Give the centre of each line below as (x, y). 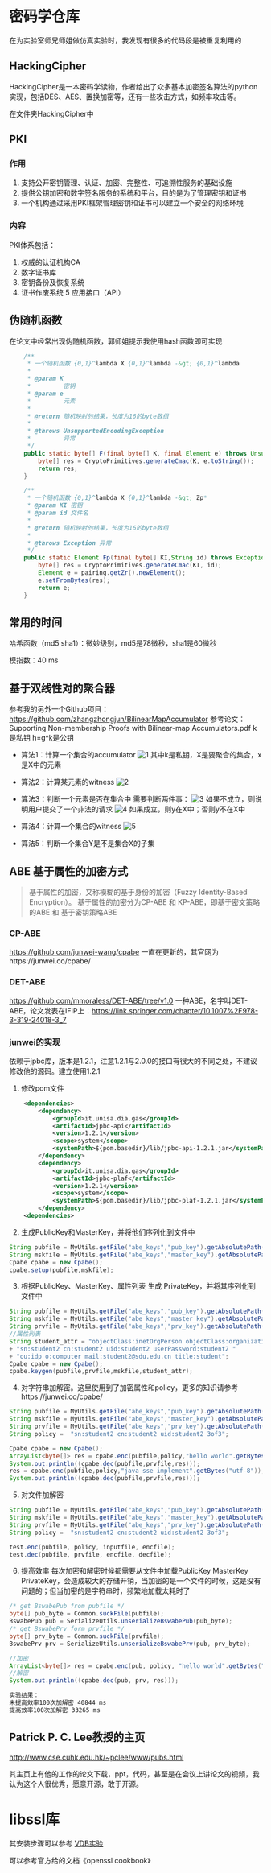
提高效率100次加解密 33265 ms (55, 1710)
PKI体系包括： (33, 245)
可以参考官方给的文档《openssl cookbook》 (80, 1860)
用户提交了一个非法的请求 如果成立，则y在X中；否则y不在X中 (137, 809)
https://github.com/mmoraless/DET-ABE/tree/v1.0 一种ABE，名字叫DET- (129, 1000)
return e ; (54, 588)
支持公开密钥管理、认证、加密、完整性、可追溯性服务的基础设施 (126, 183)
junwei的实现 (35, 1042)
